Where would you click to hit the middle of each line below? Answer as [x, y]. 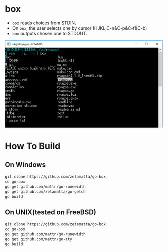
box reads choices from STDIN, [44, 23]
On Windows [26, 165]
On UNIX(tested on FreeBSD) [51, 212]
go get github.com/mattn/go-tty [39, 239]
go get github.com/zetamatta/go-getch [45, 192]
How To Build [33, 146]
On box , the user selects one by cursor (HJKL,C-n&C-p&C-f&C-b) [80, 28]
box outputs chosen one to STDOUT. [50, 33]
